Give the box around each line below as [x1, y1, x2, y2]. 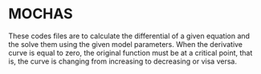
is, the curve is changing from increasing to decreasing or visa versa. [8, 56, 237, 66]
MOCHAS [8, 5, 74, 23]
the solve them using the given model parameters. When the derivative [8, 39, 243, 49]
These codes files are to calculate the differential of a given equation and [8, 31, 251, 41]
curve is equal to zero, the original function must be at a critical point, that [8, 48, 253, 57]
